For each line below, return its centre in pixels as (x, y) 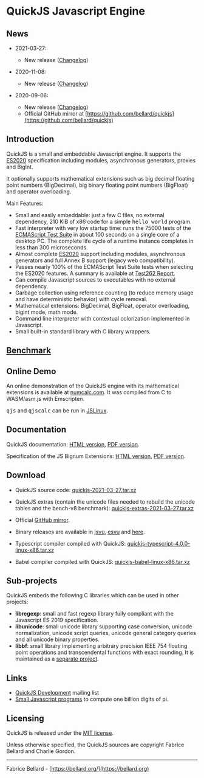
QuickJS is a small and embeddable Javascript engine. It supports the (93, 154)
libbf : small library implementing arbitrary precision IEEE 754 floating (101, 646)
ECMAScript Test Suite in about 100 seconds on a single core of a (97, 234)
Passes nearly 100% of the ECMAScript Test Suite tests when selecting (104, 266)
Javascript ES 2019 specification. (57, 620)
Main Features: (25, 203)
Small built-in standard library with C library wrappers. (83, 331)
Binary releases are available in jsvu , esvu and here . (80, 532)
